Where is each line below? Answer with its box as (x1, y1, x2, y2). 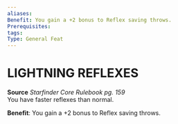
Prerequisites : (7, 23, 51, 30)
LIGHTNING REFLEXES (7, 65, 139, 81)
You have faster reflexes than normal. (7, 96, 114, 104)
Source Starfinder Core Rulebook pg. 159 (7, 88, 125, 96)
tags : (7, 29, 23, 37)
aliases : (7, 10, 33, 17)
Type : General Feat (7, 36, 64, 43)
